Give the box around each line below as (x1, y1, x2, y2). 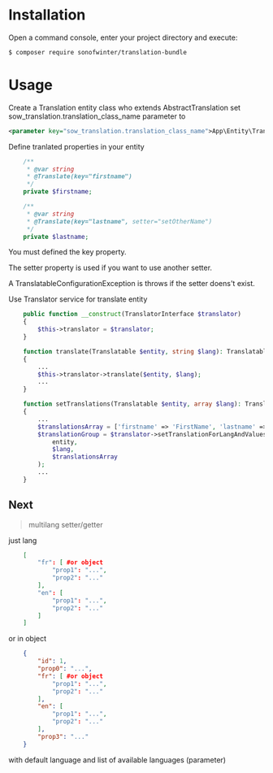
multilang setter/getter (28, 519, 103, 529)
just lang (8, 535, 37, 545)
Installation (8, 6, 86, 24)
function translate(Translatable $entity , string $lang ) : (23, 347, 223, 355)
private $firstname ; (23, 188, 93, 196)
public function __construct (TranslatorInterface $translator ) (23, 311, 242, 319)
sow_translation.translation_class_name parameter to (8, 111, 186, 121)
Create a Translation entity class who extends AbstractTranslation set (8, 102, 241, 112)
